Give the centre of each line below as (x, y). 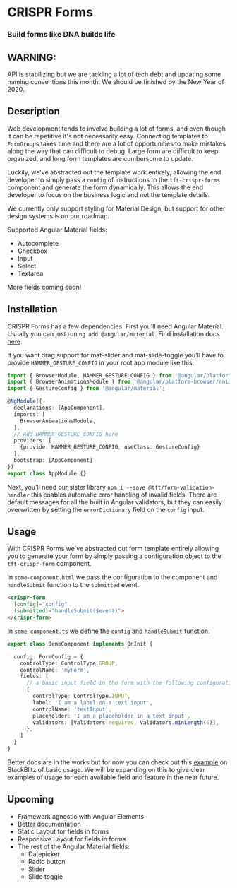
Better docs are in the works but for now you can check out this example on (117, 762)
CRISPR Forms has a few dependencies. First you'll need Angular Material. (115, 326)
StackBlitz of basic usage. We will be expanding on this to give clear (107, 769)
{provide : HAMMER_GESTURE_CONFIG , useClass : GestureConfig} (110, 447)
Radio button (47, 861)
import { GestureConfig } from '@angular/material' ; (86, 389)
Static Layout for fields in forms (63, 831)
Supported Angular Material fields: (57, 230)
